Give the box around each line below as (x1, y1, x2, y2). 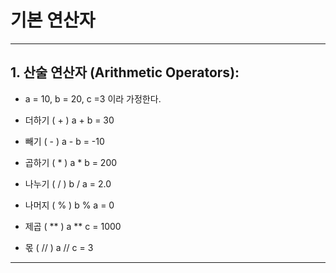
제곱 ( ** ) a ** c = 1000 (24, 220, 122, 232)
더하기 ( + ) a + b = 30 (24, 114, 115, 126)
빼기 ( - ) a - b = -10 (24, 135, 105, 147)
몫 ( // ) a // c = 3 (24, 241, 94, 253)
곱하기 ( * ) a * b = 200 (24, 156, 118, 168)
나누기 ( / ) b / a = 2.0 (24, 177, 112, 190)
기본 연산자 (10, 9, 96, 32)
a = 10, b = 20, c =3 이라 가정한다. (24, 92, 162, 105)
